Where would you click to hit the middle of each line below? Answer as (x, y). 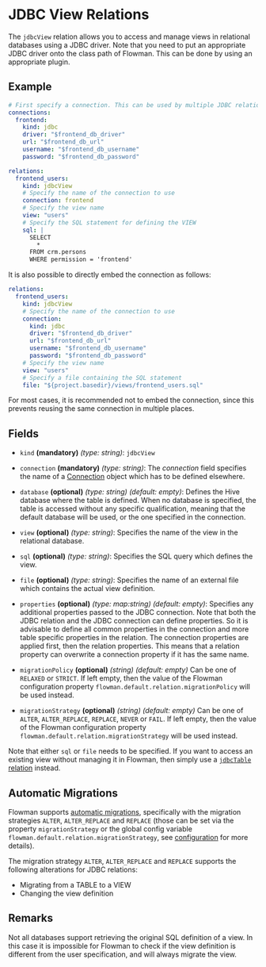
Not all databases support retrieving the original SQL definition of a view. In (131, 937)
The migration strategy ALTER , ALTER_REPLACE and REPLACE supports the (122, 861)
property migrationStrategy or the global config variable (100, 829)
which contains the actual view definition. (87, 589)
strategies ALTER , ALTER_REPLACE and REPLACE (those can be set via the (121, 820)
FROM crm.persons (58, 252)
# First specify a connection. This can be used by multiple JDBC (120, 105)
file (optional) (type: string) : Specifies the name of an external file (129, 580)
